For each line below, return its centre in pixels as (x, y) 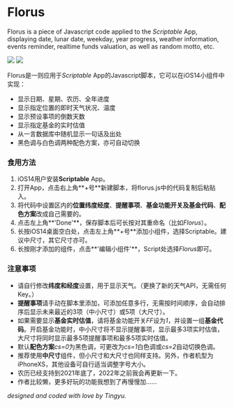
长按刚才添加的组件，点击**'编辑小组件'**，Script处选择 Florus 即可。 (116, 249)
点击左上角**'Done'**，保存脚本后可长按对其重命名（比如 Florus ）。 (114, 223)
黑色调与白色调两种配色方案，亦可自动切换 (79, 142)
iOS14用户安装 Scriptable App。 (63, 179)
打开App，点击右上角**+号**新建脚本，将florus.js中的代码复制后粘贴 (116, 188)
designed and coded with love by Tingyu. (67, 395)
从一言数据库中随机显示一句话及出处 (70, 134)
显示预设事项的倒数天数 (51, 116)
